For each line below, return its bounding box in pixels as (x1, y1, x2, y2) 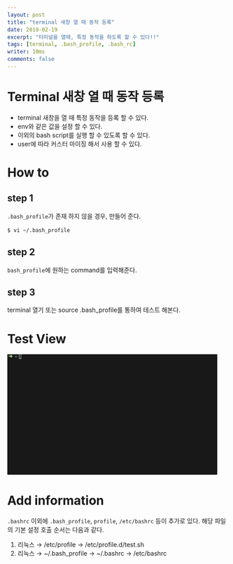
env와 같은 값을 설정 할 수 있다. (17, 122, 103, 130)
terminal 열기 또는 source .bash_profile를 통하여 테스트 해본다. (7, 305, 181, 315)
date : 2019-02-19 (7, 26, 58, 33)
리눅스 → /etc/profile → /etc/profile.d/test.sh (17, 540, 145, 549)
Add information (7, 493, 104, 509)
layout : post (7, 11, 45, 18)
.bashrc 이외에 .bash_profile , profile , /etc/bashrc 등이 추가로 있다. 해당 (7, 517, 213, 525)
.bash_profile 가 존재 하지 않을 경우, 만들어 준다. (7, 212, 141, 220)
